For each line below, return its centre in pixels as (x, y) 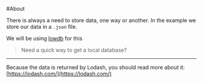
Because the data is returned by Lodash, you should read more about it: (96, 67)
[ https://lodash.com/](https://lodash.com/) (59, 74)
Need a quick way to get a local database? (74, 50)
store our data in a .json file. (42, 27)
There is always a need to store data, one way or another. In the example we (101, 20)
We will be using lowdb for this (44, 38)
